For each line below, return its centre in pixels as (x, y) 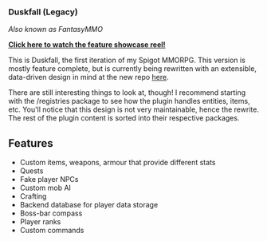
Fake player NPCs (49, 180)
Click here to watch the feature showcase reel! (87, 45)
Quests (31, 171)
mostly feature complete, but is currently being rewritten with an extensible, (133, 69)
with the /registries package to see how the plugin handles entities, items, (129, 101)
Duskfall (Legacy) (43, 12)
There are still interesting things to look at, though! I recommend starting (127, 93)
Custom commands (52, 231)
